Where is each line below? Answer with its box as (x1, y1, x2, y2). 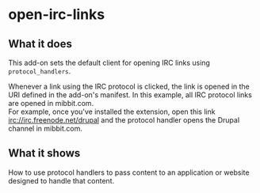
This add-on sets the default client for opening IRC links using (8, 58, 210, 67)
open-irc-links (8, 6, 105, 24)
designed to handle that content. (8, 176, 115, 185)
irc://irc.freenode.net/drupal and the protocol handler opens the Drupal (8, 115, 240, 124)
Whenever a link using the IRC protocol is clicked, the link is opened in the (8, 81, 250, 91)
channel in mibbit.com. (8, 124, 83, 133)
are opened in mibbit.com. (8, 99, 94, 108)
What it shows (8, 146, 81, 160)
